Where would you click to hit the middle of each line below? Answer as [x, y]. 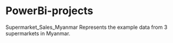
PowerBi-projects [49, 11]
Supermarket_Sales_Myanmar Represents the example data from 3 [86, 27]
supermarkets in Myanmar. [38, 33]
